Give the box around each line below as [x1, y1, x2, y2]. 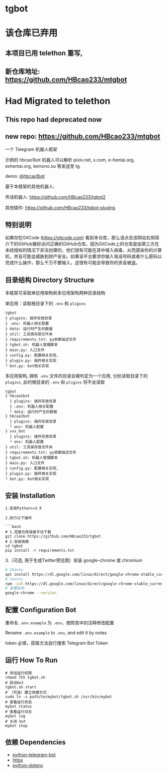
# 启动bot [5, 680, 24, 685]
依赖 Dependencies [5, 738, 66, 747]
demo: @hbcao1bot [5, 173, 45, 179]
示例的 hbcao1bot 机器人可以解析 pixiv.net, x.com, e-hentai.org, [5, 157, 135, 163]
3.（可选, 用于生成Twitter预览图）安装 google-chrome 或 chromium [5, 557, 143, 563]
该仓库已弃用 [5, 27, 58, 39]
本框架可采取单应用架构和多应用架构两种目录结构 [5, 290, 105, 296]
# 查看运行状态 [5, 700, 32, 705]
